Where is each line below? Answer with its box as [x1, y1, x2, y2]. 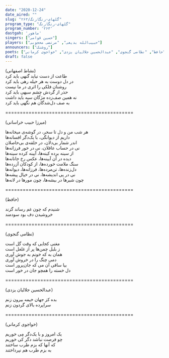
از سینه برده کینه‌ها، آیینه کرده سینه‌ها [5, 150, 74, 156]
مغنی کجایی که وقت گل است [5, 241, 60, 247]
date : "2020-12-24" [5, 7, 46, 13]
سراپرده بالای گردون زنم [5, 302, 51, 308]
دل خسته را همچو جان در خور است [5, 267, 71, 274]
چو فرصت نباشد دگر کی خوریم [5, 336, 63, 342]
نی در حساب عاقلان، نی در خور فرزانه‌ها [5, 145, 80, 151]
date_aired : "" [5, 12, 37, 17]
